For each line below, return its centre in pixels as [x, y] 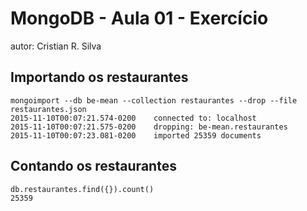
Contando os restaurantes [93, 166]
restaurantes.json [48, 109]
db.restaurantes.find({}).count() [82, 189]
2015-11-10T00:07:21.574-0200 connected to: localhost [133, 118]
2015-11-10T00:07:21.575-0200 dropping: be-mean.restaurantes [149, 127]
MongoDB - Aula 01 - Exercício [139, 18]
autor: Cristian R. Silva [56, 46]
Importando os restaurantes [99, 77]
